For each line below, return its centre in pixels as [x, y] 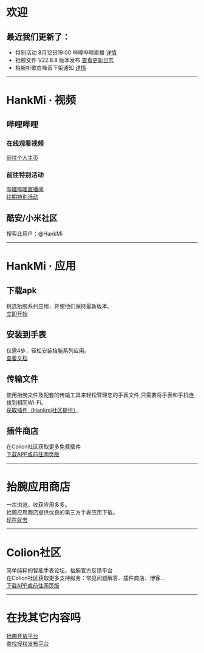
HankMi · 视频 [41, 100]
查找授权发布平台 [28, 644]
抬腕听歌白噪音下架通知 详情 [50, 68]
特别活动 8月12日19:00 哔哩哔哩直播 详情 [66, 53]
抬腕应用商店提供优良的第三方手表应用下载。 [62, 512]
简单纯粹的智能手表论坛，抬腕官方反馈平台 [59, 570]
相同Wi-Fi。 [32, 402]
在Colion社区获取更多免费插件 [44, 446]
